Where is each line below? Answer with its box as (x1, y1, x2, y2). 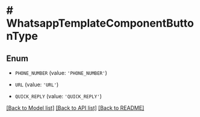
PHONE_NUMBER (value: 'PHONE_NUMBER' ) (14, 69, 107, 76)
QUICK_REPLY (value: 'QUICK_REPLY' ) (14, 93, 102, 100)
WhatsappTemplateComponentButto (6, 16, 194, 30)
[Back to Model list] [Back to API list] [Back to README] (6, 104, 145, 112)
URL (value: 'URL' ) (14, 81, 59, 88)
